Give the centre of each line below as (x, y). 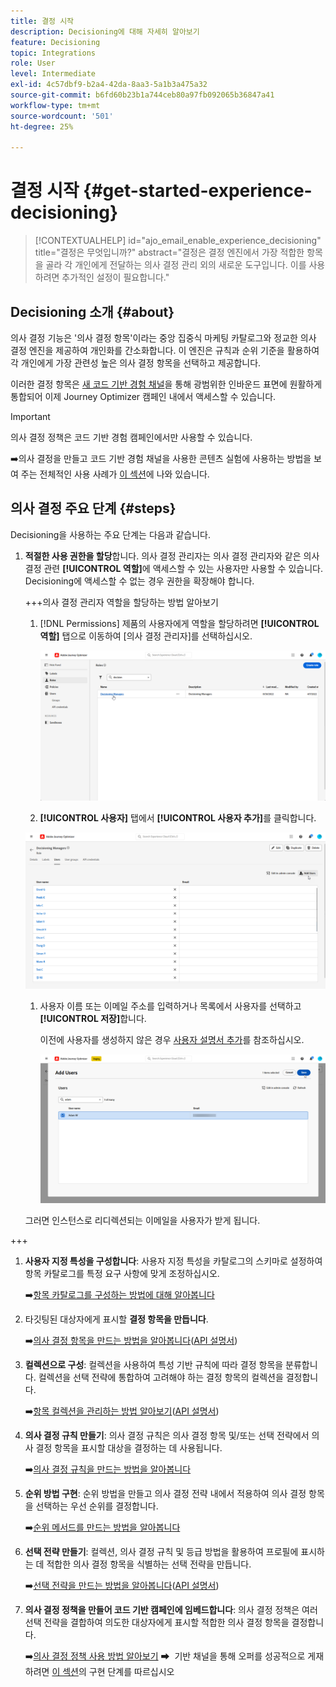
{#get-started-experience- (198, 191)
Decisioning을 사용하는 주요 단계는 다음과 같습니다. (111, 534)
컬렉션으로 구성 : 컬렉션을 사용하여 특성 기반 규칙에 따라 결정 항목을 (154, 1364)
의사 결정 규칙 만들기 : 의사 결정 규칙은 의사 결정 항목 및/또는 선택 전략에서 (167, 1435)
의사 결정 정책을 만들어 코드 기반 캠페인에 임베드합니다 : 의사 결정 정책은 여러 (171, 1609)
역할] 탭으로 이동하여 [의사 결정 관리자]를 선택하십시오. (146, 636)
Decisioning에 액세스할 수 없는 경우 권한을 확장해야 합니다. (139, 581)
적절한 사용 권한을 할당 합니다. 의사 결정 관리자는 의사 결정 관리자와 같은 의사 (172, 556)
